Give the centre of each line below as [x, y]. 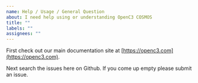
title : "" [18, 23]
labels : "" [20, 28]
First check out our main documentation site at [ [65, 50]
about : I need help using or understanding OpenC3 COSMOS [79, 17]
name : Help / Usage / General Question [55, 12]
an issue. [17, 75]
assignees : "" [24, 34]
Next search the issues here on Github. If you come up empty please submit [99, 68]
